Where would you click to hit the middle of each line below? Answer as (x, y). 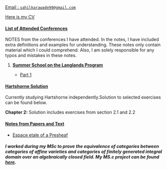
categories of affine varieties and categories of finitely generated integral (83, 151)
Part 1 (26, 75)
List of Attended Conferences (36, 28)
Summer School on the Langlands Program (58, 65)
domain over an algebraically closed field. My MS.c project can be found (82, 157)
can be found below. (26, 102)
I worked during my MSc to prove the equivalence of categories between (82, 146)
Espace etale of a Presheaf (40, 135)
